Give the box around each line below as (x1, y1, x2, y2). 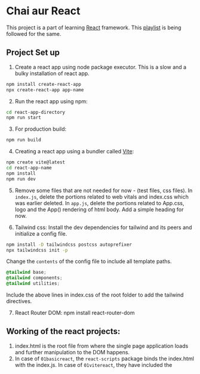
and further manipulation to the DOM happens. (14, 348, 130, 356)
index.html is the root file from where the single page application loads (14, 342, 189, 350)
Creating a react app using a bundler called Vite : (14, 148, 134, 155)
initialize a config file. (14, 230, 67, 237)
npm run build (6, 137, 42, 143)
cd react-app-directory (6, 109, 66, 115)
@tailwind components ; (6, 275, 63, 281)
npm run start (6, 115, 42, 120)
